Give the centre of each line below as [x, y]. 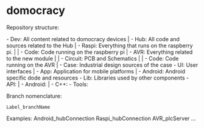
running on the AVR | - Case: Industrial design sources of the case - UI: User [102, 65]
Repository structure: [33, 27]
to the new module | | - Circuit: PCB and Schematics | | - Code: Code [93, 58]
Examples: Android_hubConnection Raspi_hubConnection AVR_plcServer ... [101, 118]
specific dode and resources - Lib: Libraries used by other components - [98, 78]
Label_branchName [28, 107]
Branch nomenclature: [34, 96]
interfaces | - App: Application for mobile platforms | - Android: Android [96, 71]
